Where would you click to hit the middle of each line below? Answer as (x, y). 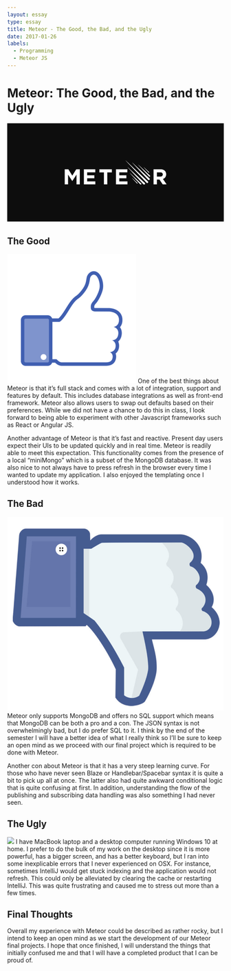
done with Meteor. (33, 752)
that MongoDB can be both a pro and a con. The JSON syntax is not (103, 723)
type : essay (24, 22)
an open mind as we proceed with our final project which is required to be (112, 745)
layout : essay (27, 14)
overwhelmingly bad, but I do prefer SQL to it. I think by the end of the (106, 730)
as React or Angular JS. (41, 425)
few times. (22, 892)
